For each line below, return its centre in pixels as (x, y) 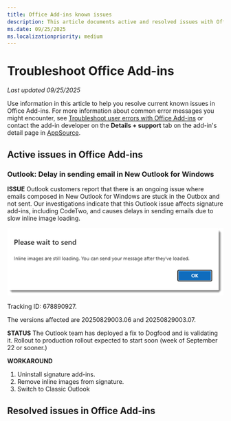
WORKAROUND (30, 361)
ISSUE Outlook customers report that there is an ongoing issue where (106, 188)
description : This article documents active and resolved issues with (110, 22)
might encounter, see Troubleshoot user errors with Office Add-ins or (106, 118)
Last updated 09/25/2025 (44, 90)
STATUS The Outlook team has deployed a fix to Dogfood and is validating (113, 333)
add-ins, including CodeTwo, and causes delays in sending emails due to (110, 210)
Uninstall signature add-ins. (56, 374)
